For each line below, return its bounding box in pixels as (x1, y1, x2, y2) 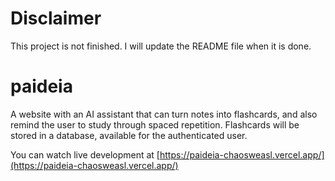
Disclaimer (10, 7, 102, 30)
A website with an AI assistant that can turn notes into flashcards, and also (10, 108, 318, 120)
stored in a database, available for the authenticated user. (10, 129, 248, 141)
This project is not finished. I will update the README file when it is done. (10, 40, 312, 52)
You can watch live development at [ (10, 148, 160, 161)
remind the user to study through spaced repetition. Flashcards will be (10, 118, 300, 131)
